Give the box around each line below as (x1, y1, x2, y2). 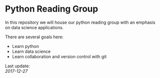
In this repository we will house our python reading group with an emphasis (5, 19, 156, 25)
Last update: (5, 63, 30, 69)
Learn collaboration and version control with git (12, 53, 107, 59)
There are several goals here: (5, 34, 64, 40)
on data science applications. (5, 24, 64, 30)
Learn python (12, 43, 39, 49)
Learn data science (12, 48, 51, 54)
